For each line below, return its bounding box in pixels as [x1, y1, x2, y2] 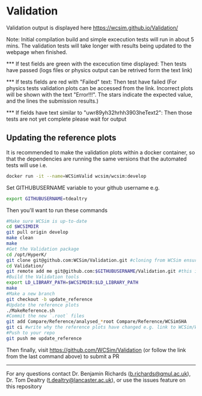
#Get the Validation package [6, 246, 79, 252]
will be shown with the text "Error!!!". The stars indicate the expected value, [6, 91, 193, 98]
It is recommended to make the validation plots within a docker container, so [6, 148, 195, 156]
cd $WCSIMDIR [6, 224, 39, 230]
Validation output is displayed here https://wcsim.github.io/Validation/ [6, 24, 179, 31]
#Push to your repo [6, 330, 55, 336]
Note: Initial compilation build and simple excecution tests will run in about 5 [6, 35, 194, 43]
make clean [6, 235, 34, 241]
